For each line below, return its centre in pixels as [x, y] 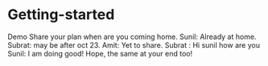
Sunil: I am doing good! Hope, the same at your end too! [100, 53]
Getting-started [61, 15]
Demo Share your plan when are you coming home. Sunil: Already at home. [132, 37]
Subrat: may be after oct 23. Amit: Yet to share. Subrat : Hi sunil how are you [134, 45]
